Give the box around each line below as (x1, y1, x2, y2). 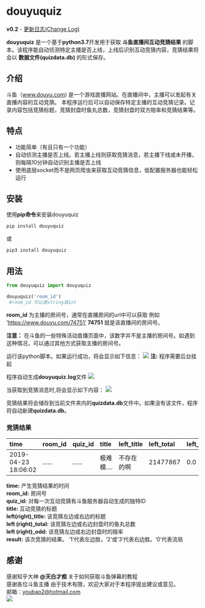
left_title (118, 439, 143, 448)
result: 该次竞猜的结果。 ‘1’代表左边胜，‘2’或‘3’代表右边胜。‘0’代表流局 (6, 535, 183, 543)
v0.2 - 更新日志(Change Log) (6, 25, 80, 32)
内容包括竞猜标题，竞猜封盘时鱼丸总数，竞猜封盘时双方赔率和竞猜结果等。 (11, 106, 199, 113)
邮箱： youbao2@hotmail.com (6, 588, 81, 595)
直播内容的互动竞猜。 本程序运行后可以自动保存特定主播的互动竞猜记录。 (6, 98, 190, 105)
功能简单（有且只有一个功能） (15, 143, 90, 151)
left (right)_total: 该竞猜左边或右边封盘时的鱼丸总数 (6, 520, 136, 528)
